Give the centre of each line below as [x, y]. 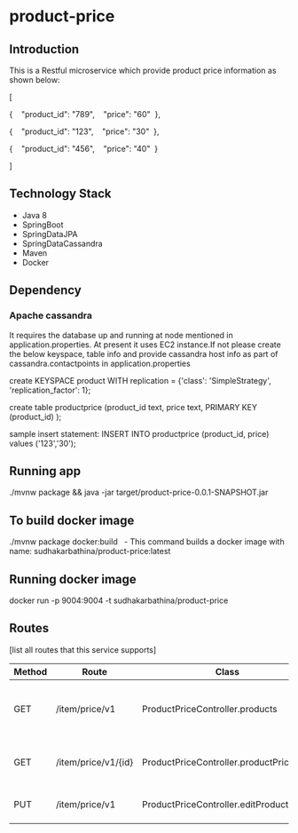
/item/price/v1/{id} [95, 762]
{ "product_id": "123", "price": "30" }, [84, 131]
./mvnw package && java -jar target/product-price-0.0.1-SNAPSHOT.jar [139, 492]
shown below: [35, 80]
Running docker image [73, 579]
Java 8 [34, 215]
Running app [45, 471]
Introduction [44, 49]
